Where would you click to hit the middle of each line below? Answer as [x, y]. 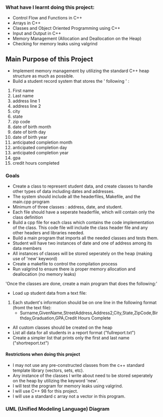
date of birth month [32, 127]
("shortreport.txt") [31, 343]
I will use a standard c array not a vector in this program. [69, 396]
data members [27, 248]
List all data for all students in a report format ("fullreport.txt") [74, 333]
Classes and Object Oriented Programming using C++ [66, 28]
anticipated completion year [41, 153]
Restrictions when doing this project [43, 354]
